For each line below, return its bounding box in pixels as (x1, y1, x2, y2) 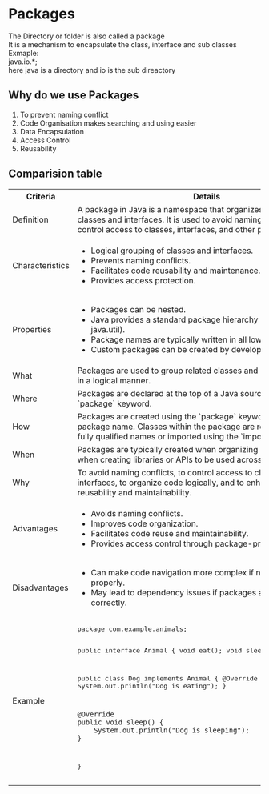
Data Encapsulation (19, 126, 85, 136)
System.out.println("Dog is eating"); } (77, 681, 227, 690)
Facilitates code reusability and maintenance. (90, 265, 261, 276)
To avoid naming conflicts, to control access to (77, 467, 253, 478)
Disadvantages (12, 582, 69, 593)
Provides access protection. (90, 275, 196, 286)
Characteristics (12, 259, 70, 271)
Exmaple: (8, 48, 39, 58)
